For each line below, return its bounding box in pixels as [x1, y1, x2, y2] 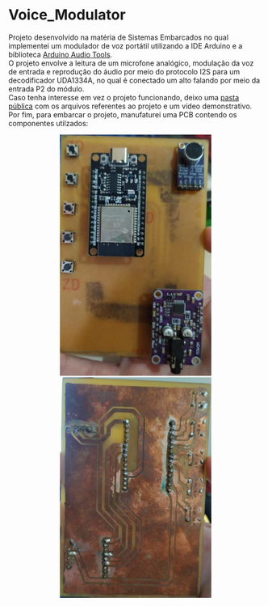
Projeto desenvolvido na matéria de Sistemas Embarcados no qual [8, 32, 228, 42]
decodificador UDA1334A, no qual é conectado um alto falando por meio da [8, 75, 261, 85]
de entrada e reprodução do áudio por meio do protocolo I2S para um [8, 66, 241, 76]
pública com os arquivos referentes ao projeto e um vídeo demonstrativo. [8, 101, 253, 111]
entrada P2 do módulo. [8, 83, 85, 94]
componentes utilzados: [8, 118, 89, 128]
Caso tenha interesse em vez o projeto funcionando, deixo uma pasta [8, 92, 240, 102]
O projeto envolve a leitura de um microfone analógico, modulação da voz [8, 58, 254, 68]
